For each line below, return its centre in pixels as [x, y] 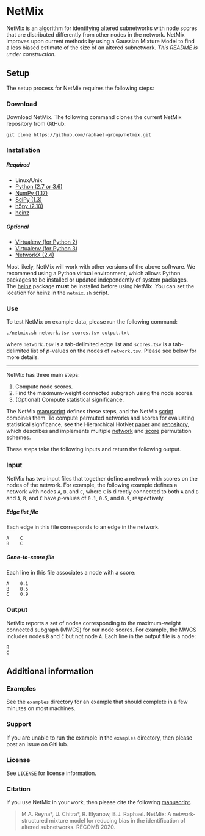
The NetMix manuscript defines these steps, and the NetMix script [90, 412]
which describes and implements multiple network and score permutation [99, 431]
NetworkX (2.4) [35, 255]
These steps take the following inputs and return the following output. [94, 449]
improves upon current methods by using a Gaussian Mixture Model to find [101, 41]
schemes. [19, 437]
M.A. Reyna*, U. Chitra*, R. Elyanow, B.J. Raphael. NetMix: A [96, 814]
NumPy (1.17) [31, 193]
